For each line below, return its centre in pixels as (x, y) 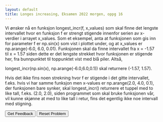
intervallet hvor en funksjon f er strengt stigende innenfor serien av (72, 33)
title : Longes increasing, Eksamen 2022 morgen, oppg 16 (64, 14)
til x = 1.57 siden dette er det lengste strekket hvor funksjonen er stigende (79, 53)
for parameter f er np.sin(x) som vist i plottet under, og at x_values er (74, 43)
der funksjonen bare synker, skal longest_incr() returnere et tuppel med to (79, 88)
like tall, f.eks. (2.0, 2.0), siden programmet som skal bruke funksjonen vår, (80, 93)
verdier (12, 38)
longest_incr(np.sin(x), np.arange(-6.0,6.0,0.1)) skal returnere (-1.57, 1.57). (79, 68)
